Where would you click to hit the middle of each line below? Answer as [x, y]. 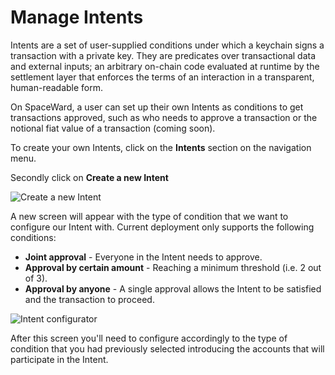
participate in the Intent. [59, 359]
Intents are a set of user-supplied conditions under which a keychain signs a [167, 45]
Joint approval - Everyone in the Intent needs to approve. [143, 257]
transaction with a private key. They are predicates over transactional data [163, 55]
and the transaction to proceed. [89, 299]
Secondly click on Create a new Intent [89, 177]
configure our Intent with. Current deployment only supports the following [162, 227]
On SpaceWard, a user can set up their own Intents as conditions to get [157, 107]
